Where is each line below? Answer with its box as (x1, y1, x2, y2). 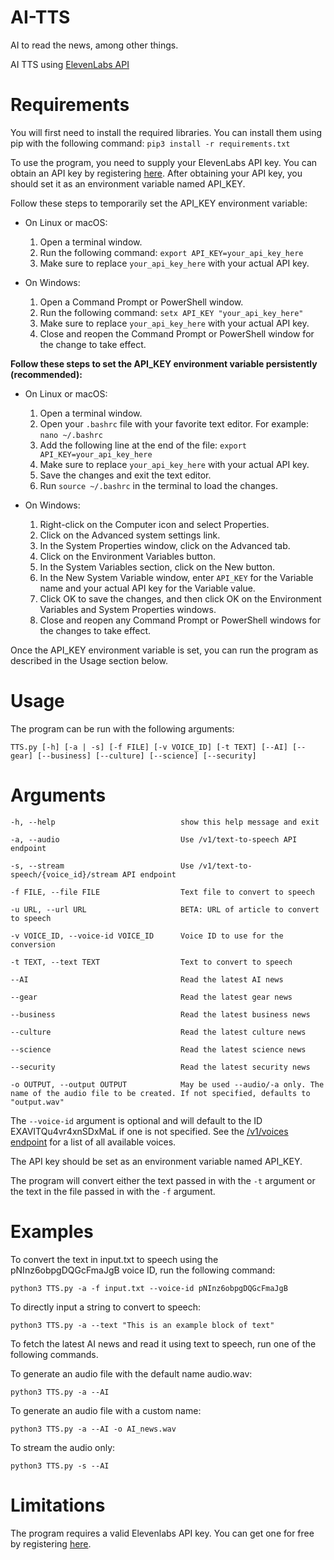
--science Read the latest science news (10, 1044, 307, 1055)
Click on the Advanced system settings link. (39, 529, 221, 541)
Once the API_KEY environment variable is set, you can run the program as (10, 644, 319, 656)
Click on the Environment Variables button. (39, 550, 216, 562)
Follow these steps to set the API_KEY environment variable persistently (10, 357, 318, 370)
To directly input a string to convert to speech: (10, 1301, 202, 1313)
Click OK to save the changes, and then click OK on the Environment (39, 592, 322, 605)
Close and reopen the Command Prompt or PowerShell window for (39, 327, 315, 340)
